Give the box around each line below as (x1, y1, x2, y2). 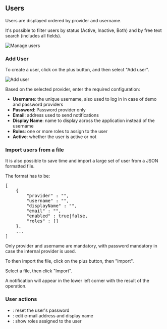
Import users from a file (5, 146, 64, 153)
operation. (5, 283, 27, 289)
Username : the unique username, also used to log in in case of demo (12, 96, 157, 102)
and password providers (12, 101, 64, 108)
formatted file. (5, 163, 35, 169)
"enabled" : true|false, (26, 213, 88, 219)
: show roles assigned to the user (12, 318, 82, 324)
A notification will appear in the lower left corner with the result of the (5, 278, 150, 284)
